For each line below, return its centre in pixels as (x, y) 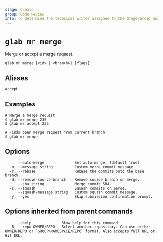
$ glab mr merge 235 (26, 120)
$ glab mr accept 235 (27, 124)
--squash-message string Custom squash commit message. (78, 192)
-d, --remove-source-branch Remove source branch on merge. (74, 180)
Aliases (16, 78)
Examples (20, 104)
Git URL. (14, 235)
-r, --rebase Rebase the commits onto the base (77, 171)
